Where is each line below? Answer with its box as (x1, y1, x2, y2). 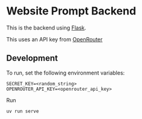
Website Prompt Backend (6, 4, 137, 18)
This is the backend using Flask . (6, 24, 86, 31)
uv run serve (6, 108, 39, 114)
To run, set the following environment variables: (6, 69, 125, 76)
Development (6, 53, 59, 64)
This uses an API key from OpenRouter (6, 35, 103, 43)
